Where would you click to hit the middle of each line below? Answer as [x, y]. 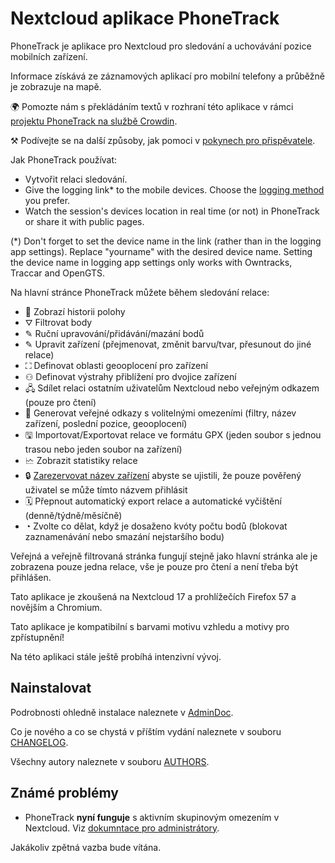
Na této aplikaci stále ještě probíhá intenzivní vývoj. [116, 656]
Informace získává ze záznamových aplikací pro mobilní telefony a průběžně [167, 76]
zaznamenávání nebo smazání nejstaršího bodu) [124, 536]
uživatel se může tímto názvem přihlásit [106, 489]
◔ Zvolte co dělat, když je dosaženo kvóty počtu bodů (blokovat [156, 526]
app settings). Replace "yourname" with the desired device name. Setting [161, 251]
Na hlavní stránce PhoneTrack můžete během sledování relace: [140, 292]
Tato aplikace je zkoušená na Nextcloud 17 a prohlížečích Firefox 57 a [153, 596]
